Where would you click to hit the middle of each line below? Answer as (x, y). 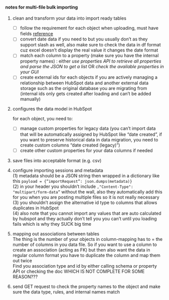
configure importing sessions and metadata (58, 170)
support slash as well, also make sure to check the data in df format (91, 45)
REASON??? (25, 277)
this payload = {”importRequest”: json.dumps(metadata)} (72, 181)
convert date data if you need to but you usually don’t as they (84, 39)
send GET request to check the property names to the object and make (86, 286)
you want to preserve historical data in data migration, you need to (89, 139)
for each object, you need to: (43, 119)
